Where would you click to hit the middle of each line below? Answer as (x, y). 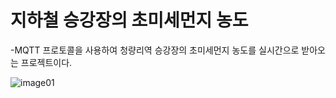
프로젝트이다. (46, 62)
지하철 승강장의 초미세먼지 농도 (129, 20)
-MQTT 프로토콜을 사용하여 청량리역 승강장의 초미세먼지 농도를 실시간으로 (155, 50)
